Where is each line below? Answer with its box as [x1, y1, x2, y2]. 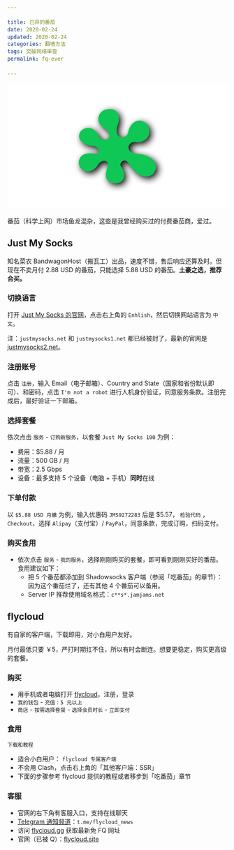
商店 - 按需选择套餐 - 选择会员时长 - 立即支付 [17, 706, 131, 714]
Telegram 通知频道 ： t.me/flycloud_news [17, 817, 134, 826]
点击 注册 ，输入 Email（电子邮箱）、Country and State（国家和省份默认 [7, 379, 208, 387]
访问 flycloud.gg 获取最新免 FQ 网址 [17, 826, 121, 834]
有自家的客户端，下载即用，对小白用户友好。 [7, 630, 136, 639]
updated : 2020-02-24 [7, 33, 68, 40]
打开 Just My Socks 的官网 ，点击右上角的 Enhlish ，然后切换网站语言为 [7, 311, 212, 319]
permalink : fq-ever [7, 56, 64, 63]
